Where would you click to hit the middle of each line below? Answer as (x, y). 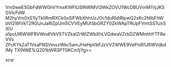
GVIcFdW (15, 13)
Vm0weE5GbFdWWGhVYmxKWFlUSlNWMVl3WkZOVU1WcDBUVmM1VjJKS (85, 7)
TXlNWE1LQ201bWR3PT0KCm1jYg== (53, 50)
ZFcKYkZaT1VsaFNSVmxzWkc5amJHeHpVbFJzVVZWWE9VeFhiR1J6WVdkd (86, 45)
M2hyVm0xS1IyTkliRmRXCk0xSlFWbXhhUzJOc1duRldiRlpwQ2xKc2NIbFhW (84, 18)
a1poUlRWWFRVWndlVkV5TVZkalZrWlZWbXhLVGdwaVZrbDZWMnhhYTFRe (86, 34)
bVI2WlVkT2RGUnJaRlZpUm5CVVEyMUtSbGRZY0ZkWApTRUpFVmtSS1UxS (86, 23)
